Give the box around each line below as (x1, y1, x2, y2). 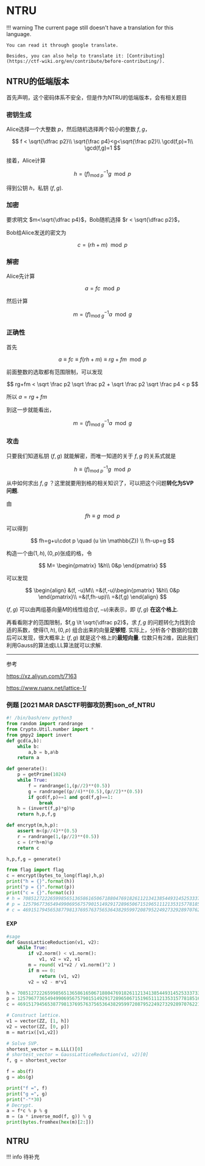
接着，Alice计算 (6, 157, 46, 164)
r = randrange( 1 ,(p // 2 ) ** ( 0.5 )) (17, 833, 99, 840)
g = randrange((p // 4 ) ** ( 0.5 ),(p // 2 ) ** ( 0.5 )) (28, 789, 143, 795)
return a (17, 755, 40, 761)
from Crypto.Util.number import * (6, 726, 95, 733)
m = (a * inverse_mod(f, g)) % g (6, 1113, 92, 1120)
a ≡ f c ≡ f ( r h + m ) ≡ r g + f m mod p (58, 355, 147, 363)
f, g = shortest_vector (6, 1057, 67, 1063)
